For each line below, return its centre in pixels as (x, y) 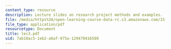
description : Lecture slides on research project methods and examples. (84, 15)
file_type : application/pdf (35, 24)
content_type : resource (31, 10)
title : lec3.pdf (22, 34)
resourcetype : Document (31, 29)
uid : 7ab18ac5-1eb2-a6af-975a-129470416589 (52, 39)
